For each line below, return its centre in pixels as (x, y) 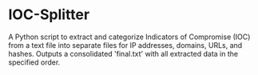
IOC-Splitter (49, 15)
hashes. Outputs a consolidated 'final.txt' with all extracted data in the (123, 53)
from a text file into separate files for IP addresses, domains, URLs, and (125, 45)
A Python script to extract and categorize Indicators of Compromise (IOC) (129, 37)
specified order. (34, 62)
